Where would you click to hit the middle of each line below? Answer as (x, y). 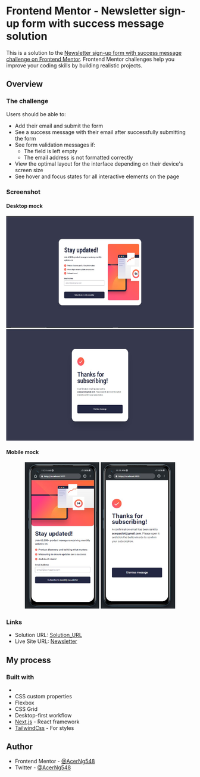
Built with (20, 677)
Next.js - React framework (47, 722)
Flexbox (24, 703)
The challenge (27, 101)
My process (29, 660)
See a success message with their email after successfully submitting (100, 132)
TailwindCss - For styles (44, 728)
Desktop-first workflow (43, 715)
